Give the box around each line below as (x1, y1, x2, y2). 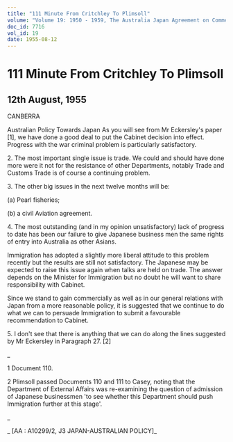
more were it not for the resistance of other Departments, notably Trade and (7, 161, 225, 170)
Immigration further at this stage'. (7, 400, 103, 408)
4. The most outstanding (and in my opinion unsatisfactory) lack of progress (7, 223, 225, 231)
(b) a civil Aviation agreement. (7, 210, 92, 218)
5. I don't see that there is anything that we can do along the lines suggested (7, 330, 226, 338)
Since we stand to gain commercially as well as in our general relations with (7, 294, 223, 303)
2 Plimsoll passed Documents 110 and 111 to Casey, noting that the (7, 377, 196, 386)
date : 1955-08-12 (7, 36, 58, 43)
